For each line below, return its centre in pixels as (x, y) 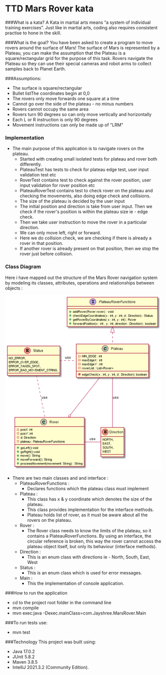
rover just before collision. (46, 254)
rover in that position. (41, 243)
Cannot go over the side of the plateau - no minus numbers (73, 104)
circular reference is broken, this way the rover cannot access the (94, 541)
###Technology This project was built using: (51, 642)
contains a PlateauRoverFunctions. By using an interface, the (89, 536)
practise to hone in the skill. (33, 33)
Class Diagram (23, 267)
